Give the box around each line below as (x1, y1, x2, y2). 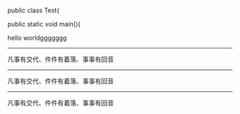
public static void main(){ (7, 20, 81, 28)
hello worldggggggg (7, 33, 67, 42)
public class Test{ (7, 6, 60, 14)
